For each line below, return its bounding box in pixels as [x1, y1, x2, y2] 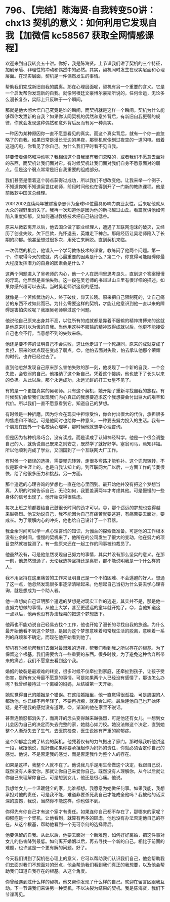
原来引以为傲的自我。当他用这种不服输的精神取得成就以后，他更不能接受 [14, 324, 165, 330]
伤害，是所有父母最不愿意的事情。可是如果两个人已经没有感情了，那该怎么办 [5, 674, 165, 681]
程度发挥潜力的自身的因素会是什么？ [9, 260, 85, 266]
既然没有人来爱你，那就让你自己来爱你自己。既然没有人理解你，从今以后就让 [5, 768, 165, 774]
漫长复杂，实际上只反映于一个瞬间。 [9, 96, 85, 102]
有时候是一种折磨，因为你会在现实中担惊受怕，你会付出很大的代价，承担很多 [5, 411, 165, 417]
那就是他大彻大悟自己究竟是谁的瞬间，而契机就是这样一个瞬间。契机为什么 [5, 107, 160, 113]
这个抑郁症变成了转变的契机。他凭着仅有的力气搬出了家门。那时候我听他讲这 [5, 738, 165, 744]
